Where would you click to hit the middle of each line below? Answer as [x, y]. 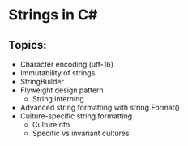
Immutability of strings [58, 73]
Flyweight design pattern [62, 90]
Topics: [28, 45]
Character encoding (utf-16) [67, 64]
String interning [58, 99]
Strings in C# [53, 15]
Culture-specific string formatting [76, 116]
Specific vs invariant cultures [81, 133]
